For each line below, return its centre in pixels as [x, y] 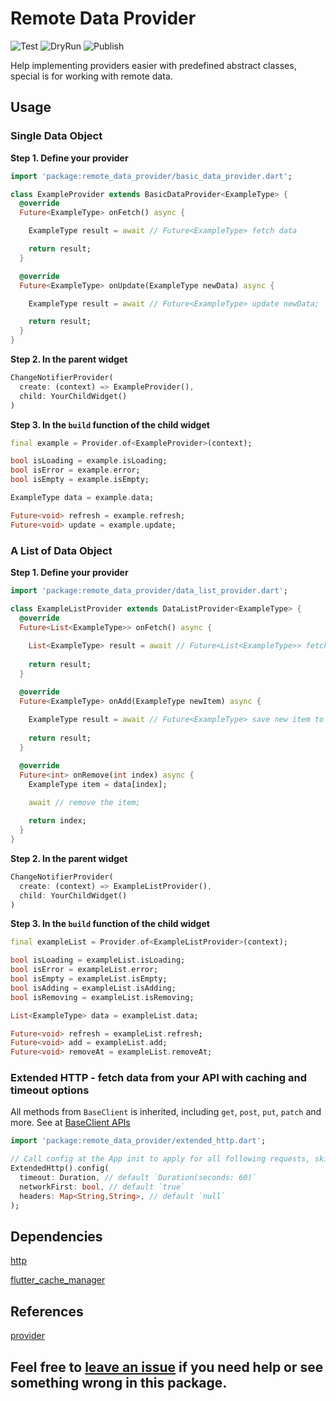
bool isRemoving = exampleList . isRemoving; [102, 997]
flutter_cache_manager [58, 1280]
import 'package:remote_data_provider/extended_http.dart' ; [138, 1141]
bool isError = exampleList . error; [84, 970]
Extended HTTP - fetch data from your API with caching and [158, 1078]
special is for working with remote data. [91, 76]
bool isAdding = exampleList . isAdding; [93, 988]
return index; [57, 821]
